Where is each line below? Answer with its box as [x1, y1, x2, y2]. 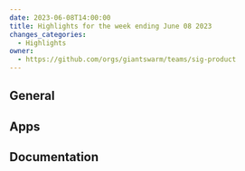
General [9, 88, 56, 103]
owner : [9, 47, 34, 56]
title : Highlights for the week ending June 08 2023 [9, 22, 212, 31]
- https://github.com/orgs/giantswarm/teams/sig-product [17, 55, 237, 64]
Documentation [9, 149, 99, 165]
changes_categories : [9, 30, 88, 39]
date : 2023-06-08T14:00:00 [9, 13, 111, 22]
